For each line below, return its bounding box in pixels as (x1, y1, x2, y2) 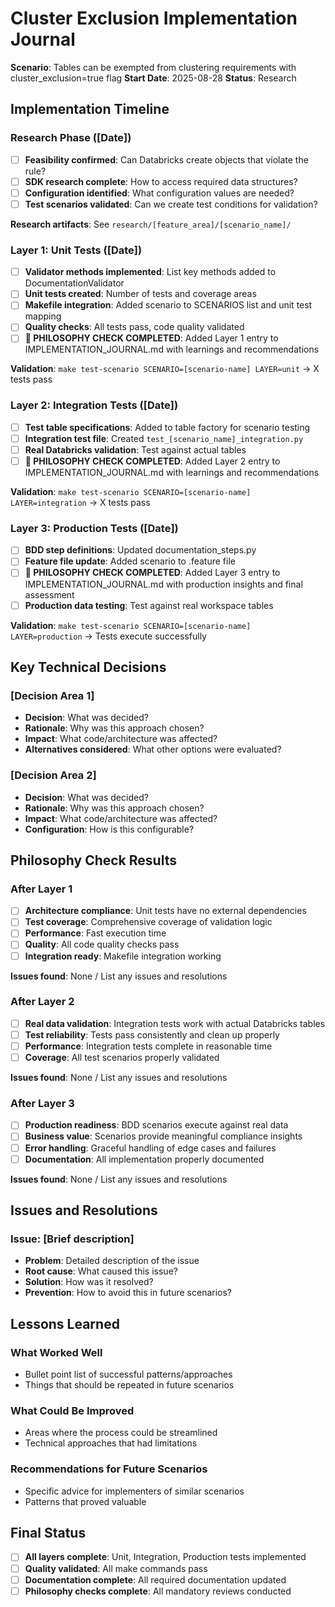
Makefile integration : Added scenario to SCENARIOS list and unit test (24, 299, 313, 311)
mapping (24, 310, 62, 322)
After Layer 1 (10, 882, 73, 896)
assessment (24, 588, 75, 601)
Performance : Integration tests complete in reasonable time (24, 1040, 273, 1052)
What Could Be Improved (10, 1403, 135, 1417)
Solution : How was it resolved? (24, 1276, 154, 1288)
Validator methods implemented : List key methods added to (24, 266, 277, 278)
